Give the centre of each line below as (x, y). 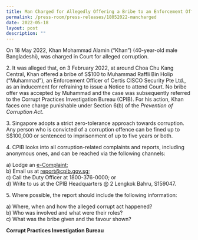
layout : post (22, 28)
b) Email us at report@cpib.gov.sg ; (48, 171)
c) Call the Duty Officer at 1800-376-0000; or (61, 177)
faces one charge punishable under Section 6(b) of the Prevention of (90, 106)
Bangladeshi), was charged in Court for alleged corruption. (77, 57)
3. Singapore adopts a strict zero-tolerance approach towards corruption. (95, 123)
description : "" (26, 34)
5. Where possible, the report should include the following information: (92, 195)
